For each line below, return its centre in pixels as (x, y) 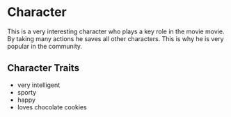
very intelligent (39, 85)
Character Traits (43, 68)
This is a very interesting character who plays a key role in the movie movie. (116, 31)
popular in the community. (45, 46)
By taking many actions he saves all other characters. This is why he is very (115, 38)
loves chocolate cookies (52, 107)
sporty (27, 92)
